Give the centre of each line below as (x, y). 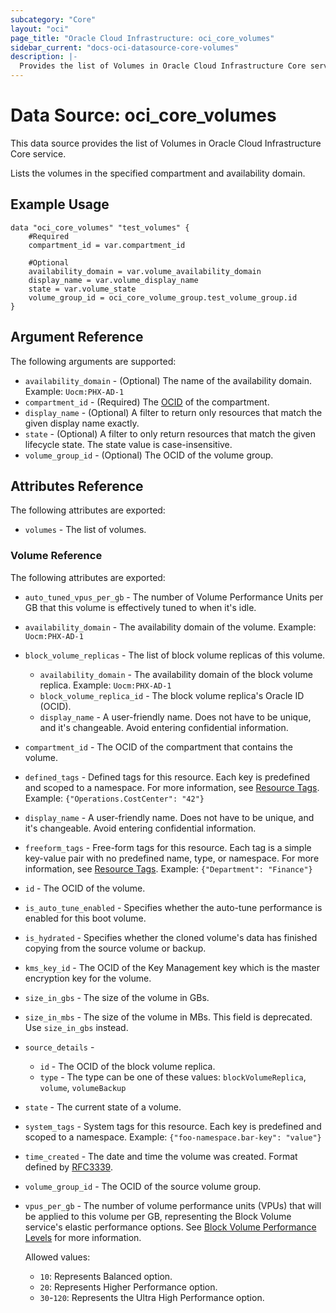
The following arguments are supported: (93, 361)
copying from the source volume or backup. (115, 948)
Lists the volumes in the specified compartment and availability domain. (158, 173)
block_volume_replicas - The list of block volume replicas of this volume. (175, 655)
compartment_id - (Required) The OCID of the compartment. (147, 402)
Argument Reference (77, 337)
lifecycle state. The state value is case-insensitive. (128, 444)
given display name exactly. (82, 423)
